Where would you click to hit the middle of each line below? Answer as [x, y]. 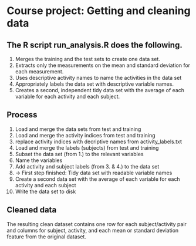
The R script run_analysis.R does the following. [94, 45]
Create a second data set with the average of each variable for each [98, 179]
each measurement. [39, 71]
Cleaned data [32, 210]
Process [22, 115]
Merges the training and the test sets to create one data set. [87, 59]
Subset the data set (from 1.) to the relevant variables [79, 154]
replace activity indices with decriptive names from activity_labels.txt [99, 141]
